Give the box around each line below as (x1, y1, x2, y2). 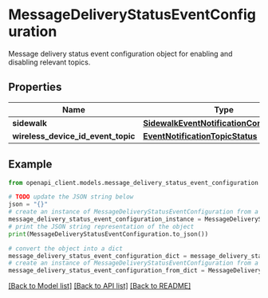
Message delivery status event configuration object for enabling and (8, 49, 233, 58)
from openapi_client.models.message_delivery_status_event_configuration (8, 178, 259, 186)
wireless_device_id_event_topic (12, 130, 136, 141)
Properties (8, 80, 62, 94)
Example (8, 158, 53, 171)
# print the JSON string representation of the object (8, 222, 195, 230)
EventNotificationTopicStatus (143, 130, 258, 141)
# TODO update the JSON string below (8, 193, 134, 201)
